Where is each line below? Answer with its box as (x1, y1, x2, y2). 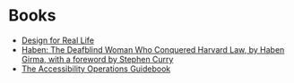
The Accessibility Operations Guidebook (21, 63, 171, 74)
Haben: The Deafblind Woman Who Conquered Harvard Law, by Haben (21, 44, 285, 54)
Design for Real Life (21, 35, 95, 46)
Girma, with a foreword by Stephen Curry (21, 54, 174, 64)
